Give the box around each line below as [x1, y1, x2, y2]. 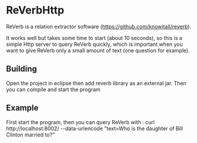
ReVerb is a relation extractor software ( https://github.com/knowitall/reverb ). [6, 23, 192, 30]
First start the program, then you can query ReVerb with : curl [6, 118, 155, 125]
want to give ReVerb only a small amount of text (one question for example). [6, 46, 190, 54]
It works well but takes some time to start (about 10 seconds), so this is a [6, 34, 182, 41]
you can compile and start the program [6, 86, 101, 93]
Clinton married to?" [6, 131, 55, 138]
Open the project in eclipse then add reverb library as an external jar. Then [6, 79, 186, 87]
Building [6, 64, 37, 74]
